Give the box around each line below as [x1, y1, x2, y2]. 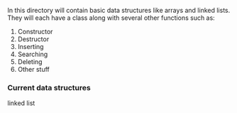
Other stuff [17, 65, 50, 73]
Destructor [17, 35, 50, 43]
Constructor [17, 28, 53, 36]
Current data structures [7, 82, 91, 92]
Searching [17, 50, 48, 58]
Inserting [17, 43, 44, 50]
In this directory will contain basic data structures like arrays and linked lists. [7, 6, 231, 14]
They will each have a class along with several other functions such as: [7, 14, 215, 22]
